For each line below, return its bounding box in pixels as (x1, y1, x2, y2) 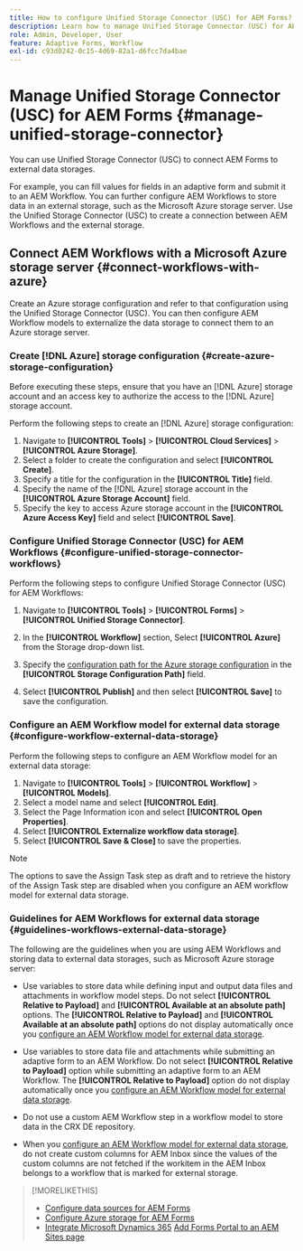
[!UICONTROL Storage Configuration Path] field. (22, 669, 206, 680)
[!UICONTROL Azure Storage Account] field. (22, 494, 191, 504)
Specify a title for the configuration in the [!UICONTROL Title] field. (22, 474, 273, 484)
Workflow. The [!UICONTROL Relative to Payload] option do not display (22, 1075, 290, 1086)
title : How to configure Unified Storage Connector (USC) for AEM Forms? (9, 13, 293, 23)
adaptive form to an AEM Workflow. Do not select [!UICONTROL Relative (22, 1056, 293, 1067)
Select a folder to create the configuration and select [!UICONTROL (22, 455, 274, 466)
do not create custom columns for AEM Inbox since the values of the (22, 1149, 278, 1160)
